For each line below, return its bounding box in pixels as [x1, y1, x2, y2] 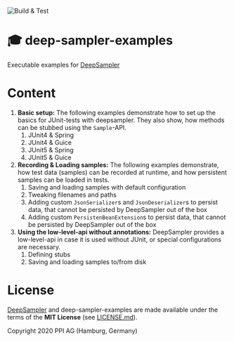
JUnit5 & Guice [27, 153, 72, 162]
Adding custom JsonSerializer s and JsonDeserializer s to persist [27, 197, 218, 206]
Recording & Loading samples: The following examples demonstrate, [17, 160, 219, 169]
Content [7, 85, 56, 101]
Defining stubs [27, 250, 71, 258]
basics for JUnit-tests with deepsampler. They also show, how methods [17, 116, 225, 124]
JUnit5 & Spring [27, 145, 74, 154]
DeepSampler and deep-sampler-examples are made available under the [7, 305, 219, 314]
